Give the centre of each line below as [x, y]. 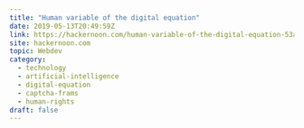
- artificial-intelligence [68, 77]
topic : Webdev [36, 51]
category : [28, 59]
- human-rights [46, 101]
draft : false [34, 110]
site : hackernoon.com [50, 43]
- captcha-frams [48, 93]
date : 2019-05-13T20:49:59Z [62, 26]
